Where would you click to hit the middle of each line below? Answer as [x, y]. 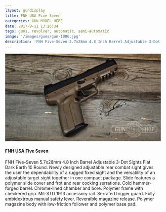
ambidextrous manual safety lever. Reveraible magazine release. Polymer [80, 199]
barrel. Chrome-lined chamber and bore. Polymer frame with [81, 188]
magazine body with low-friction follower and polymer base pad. [71, 204]
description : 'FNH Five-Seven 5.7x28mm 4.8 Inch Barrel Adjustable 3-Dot [83, 42]
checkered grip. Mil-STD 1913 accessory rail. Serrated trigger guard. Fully [80, 193]
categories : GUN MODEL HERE [34, 21]
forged [12, 188]
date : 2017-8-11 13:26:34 [32, 26]
